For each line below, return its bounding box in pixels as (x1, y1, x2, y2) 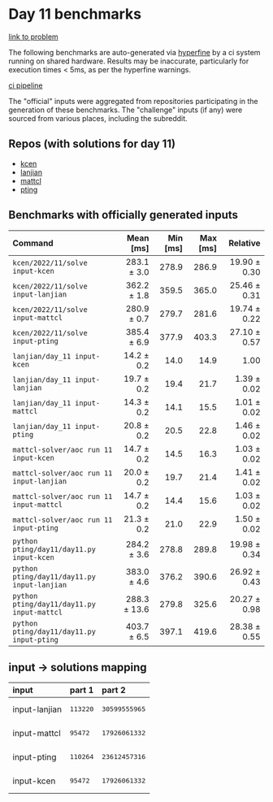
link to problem (8, 32, 58, 41)
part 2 (101, 684, 126, 696)
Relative (228, 237, 261, 249)
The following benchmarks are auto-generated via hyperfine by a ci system (8, 47, 261, 57)
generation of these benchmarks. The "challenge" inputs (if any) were (8, 105, 243, 115)
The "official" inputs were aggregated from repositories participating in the (8, 96, 258, 106)
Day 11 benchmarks (8, 5, 142, 24)
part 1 (69, 684, 94, 696)
